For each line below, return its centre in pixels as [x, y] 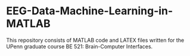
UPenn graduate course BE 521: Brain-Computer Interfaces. [80, 46]
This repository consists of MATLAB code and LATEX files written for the [95, 40]
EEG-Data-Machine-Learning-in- [90, 11]
